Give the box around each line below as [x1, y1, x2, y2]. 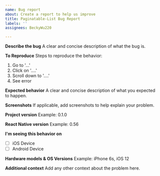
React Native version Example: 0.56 [5, 121, 79, 127]
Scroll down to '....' [12, 73, 50, 79]
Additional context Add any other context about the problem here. [5, 165, 140, 171]
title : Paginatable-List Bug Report [5, 16, 80, 21]
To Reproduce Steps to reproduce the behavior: [5, 53, 102, 59]
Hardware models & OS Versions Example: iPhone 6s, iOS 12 [5, 156, 129, 162]
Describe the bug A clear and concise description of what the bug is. [5, 43, 146, 49]
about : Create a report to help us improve [5, 12, 96, 17]
